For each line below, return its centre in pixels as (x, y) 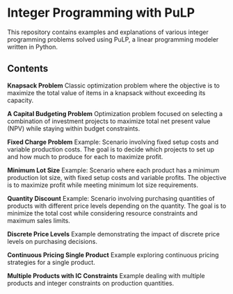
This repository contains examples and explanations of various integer (108, 32)
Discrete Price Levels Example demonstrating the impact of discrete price (114, 234)
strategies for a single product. (51, 262)
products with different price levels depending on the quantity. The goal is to (117, 206)
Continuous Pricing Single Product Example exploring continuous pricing (113, 254)
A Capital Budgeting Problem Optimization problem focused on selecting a (115, 113)
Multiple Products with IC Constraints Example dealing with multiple (106, 275)
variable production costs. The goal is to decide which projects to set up (111, 149)
